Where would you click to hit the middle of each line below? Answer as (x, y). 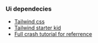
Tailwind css (29, 22)
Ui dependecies (29, 9)
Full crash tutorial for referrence (53, 34)
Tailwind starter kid (37, 28)
